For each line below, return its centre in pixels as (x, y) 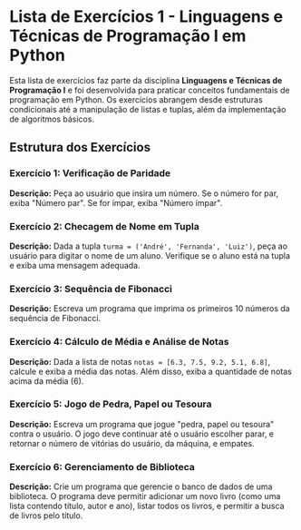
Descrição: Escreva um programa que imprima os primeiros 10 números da (150, 309)
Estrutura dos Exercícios (80, 147)
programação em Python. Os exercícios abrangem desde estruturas (136, 99)
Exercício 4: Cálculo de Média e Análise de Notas (119, 342)
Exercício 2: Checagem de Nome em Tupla (104, 226)
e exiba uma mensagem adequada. (75, 265)
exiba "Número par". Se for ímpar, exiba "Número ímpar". (116, 202)
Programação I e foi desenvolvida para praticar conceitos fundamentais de (150, 90)
